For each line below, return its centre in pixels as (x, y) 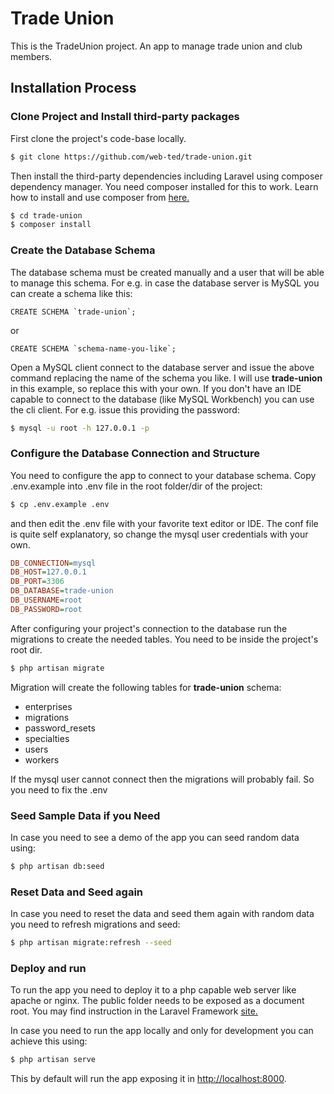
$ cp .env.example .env (60, 504)
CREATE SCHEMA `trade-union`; (73, 312)
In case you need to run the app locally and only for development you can (162, 1031)
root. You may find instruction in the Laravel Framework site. (134, 1011)
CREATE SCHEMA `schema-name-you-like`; (93, 348)
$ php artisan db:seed (57, 867)
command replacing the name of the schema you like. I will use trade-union (166, 378)
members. (31, 56)
